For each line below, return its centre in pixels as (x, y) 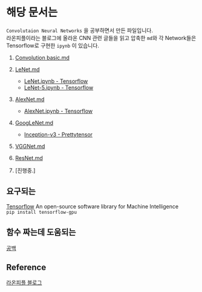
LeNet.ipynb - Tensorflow (56, 81)
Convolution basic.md (42, 58)
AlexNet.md (30, 99)
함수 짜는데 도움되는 (41, 232)
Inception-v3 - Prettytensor (58, 134)
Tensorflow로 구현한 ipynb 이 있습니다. (53, 45)
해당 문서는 (32, 12)
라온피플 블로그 (24, 283)
